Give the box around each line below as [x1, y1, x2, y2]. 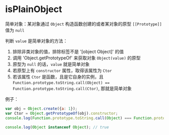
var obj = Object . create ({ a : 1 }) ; [5, 106, 78, 111]
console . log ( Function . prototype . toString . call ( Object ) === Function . [5, 115, 154, 120]
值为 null [5, 27, 25, 33]
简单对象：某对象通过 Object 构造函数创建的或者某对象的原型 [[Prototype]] [5, 21, 162, 27]
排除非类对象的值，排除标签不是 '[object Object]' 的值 [12, 48, 124, 54]
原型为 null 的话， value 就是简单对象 [12, 61, 90, 67]
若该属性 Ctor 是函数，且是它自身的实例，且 [12, 74, 104, 80]
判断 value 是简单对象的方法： [5, 38, 68, 44]
